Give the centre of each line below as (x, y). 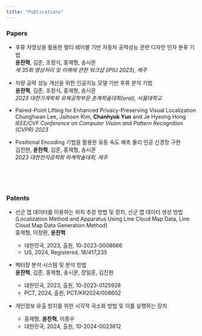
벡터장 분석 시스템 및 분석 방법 (51, 265)
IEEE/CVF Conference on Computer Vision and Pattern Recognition (99, 123)
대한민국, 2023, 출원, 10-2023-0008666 (73, 245)
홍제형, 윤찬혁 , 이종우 (49, 319)
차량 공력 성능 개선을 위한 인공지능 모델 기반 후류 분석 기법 (84, 83)
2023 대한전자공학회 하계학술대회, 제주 (61, 157)
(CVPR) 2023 (32, 129)
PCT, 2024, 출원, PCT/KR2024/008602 (72, 293)
